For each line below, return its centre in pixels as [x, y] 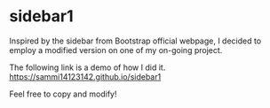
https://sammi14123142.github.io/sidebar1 [85, 76]
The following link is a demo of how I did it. [87, 67]
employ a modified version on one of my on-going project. [116, 50]
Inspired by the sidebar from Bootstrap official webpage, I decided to [135, 41]
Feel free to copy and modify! [63, 94]
